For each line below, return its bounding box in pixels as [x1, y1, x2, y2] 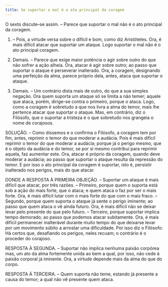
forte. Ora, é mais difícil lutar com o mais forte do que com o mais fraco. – [5, 193, 157, 199]
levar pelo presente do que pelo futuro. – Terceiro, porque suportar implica [5, 209, 159, 215]
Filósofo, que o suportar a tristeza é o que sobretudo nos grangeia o [12, 114, 154, 121]
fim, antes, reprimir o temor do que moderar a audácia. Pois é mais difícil [5, 135, 155, 141]
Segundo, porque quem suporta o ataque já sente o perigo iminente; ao [5, 198, 153, 204]
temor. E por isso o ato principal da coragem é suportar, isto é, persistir [5, 161, 152, 167]
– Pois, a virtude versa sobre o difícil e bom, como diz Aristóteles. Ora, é [12, 36, 162, 42]
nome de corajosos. [12, 120, 54, 126]
